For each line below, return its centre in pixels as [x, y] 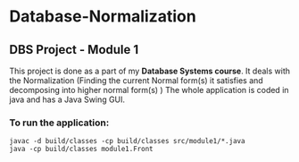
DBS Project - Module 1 [74, 50]
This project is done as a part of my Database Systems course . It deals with [149, 71]
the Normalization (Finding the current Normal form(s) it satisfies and [136, 81]
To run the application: [59, 123]
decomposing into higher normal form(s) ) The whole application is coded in [149, 90]
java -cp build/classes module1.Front [81, 149]
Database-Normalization [103, 17]
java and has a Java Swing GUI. [67, 99]
